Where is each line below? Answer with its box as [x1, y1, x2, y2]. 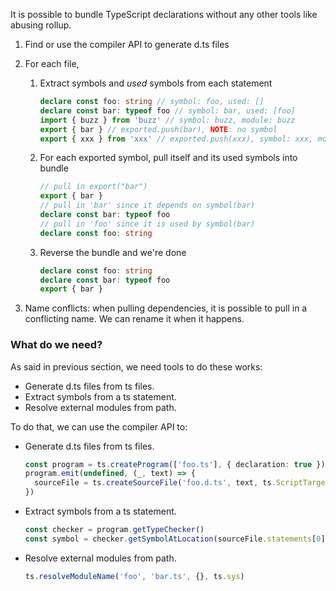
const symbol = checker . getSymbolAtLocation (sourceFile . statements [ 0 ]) [24, 534, 330, 544]
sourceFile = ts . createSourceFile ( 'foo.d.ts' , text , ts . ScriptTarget [34, 478, 330, 488]
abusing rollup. [10, 19, 72, 31]
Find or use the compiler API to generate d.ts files [24, 39, 230, 50]
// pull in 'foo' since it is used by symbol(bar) [39, 219, 256, 229]
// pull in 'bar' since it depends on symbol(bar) [39, 200, 256, 211]
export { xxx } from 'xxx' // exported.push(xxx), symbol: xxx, [39, 134, 314, 144]
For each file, [24, 58, 80, 69]
